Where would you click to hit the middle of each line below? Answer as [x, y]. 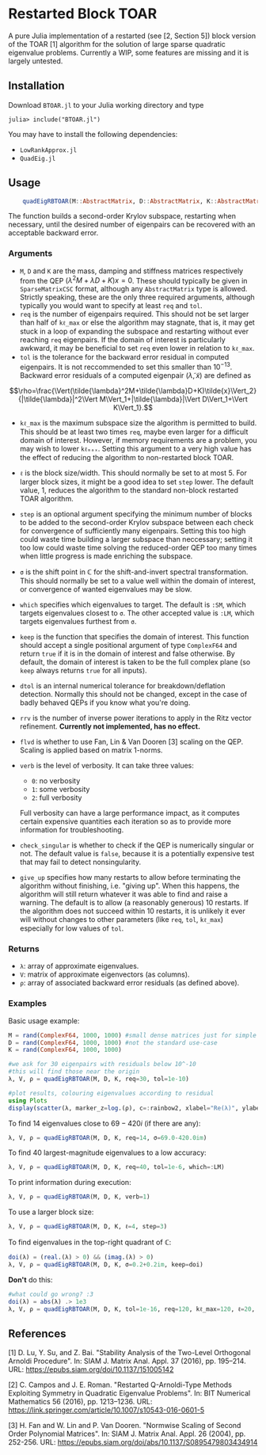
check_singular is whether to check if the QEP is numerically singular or [137, 845]
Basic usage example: [44, 1021]
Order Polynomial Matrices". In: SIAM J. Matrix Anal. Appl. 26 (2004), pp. [127, 1434]
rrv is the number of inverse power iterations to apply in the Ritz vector [135, 718]
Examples [28, 1004]
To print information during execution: [70, 1183]
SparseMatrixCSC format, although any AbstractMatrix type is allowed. [133, 289]
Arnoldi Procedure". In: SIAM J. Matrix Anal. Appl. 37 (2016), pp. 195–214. [127, 1361]
